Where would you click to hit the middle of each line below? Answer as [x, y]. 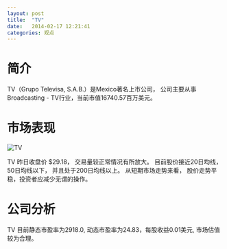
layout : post [26, 13]
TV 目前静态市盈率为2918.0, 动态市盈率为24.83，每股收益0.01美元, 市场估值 [114, 230]
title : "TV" [26, 20]
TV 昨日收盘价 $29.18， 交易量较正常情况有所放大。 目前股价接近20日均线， [115, 162]
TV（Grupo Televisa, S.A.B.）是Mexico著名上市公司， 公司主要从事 [102, 89]
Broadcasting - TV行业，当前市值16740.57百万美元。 [82, 98]
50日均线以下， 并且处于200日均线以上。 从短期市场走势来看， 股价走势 [109, 171]
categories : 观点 [31, 33]
